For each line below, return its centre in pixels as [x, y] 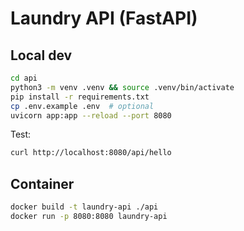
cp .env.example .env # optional [82, 106]
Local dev [41, 55]
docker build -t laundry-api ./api [84, 207]
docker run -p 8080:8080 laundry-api [89, 216]
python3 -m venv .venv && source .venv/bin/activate [122, 87]
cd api [24, 78]
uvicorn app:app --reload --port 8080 [91, 115]
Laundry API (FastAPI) [104, 18]
